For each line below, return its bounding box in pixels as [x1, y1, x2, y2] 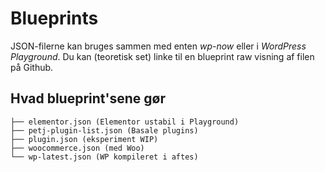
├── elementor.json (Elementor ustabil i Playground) [10, 117, 240, 127]
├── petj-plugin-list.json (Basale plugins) [10, 125, 199, 136]
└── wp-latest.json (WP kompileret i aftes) [10, 152, 199, 162]
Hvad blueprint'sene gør [10, 90, 167, 107]
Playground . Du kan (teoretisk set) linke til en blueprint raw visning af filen [10, 50, 315, 62]
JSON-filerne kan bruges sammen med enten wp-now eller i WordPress [10, 40, 307, 52]
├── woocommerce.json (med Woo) [10, 143, 145, 153]
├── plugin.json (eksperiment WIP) [10, 134, 159, 144]
